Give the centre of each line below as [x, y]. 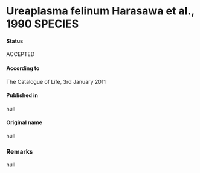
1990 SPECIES [43, 24]
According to [23, 68]
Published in [22, 95]
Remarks [20, 151]
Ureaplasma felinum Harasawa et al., [100, 11]
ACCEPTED [21, 54]
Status [15, 41]
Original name [24, 122]
